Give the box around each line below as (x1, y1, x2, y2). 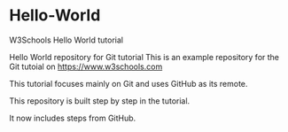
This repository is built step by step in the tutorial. (9, 95, 191, 106)
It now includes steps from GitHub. (9, 113, 136, 123)
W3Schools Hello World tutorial (9, 35, 124, 45)
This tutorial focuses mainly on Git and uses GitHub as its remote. (9, 78, 248, 89)
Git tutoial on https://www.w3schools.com (9, 61, 163, 72)
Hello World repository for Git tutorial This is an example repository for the (9, 51, 280, 62)
